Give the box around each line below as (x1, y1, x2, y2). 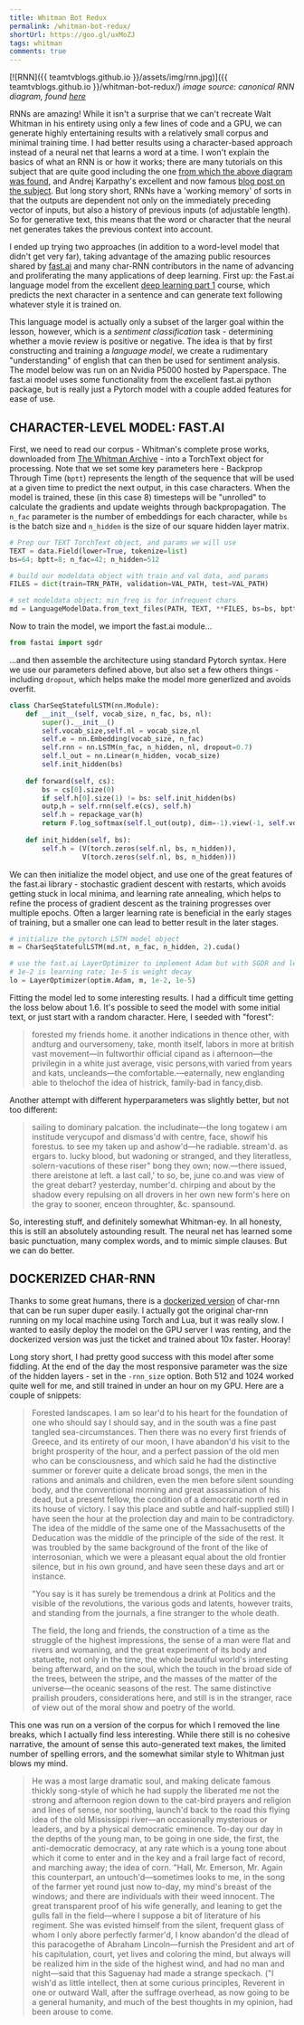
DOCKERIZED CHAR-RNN (9, 1271, 156, 1287)
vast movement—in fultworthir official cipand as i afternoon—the (31, 1048, 273, 1059)
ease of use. (9, 394, 56, 404)
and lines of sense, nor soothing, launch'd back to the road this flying (31, 1804, 290, 1815)
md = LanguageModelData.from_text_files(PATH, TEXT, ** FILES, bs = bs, (9, 604, 278, 613)
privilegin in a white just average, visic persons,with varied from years (31, 1058, 292, 1069)
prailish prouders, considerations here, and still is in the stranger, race (31, 1692, 292, 1703)
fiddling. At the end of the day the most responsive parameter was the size (9, 1361, 288, 1372)
